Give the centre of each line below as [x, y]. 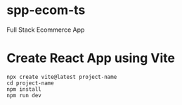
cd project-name [30, 83]
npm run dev [24, 95]
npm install [24, 89]
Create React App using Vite [91, 58]
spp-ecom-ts [46, 10]
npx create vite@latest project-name [62, 77]
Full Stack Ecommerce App [46, 30]
